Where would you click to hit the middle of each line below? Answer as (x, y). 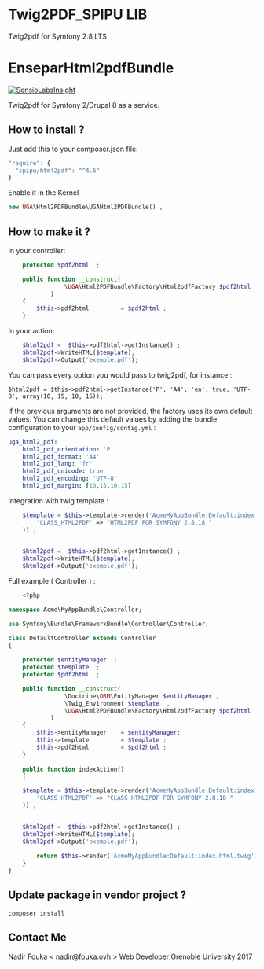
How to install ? (46, 130)
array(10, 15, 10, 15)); (63, 396)
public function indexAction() (73, 769)
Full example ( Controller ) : (52, 581)
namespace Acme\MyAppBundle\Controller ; (75, 610)
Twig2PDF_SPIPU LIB (78, 15)
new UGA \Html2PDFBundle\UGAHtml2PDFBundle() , (86, 207)
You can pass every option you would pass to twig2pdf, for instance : (120, 374)
